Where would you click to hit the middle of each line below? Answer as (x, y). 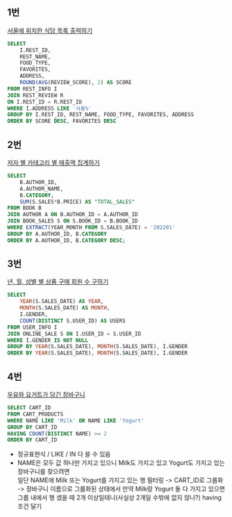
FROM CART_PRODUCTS (35, 414)
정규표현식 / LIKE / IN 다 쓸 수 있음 (64, 454)
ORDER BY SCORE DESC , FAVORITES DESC (62, 121)
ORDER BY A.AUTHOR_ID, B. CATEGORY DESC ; (67, 240)
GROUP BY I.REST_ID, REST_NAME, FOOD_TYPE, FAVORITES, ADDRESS (101, 115)
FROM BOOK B (24, 208)
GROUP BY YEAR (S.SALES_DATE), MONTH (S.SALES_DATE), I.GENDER (98, 347)
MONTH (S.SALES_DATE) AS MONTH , (65, 308)
